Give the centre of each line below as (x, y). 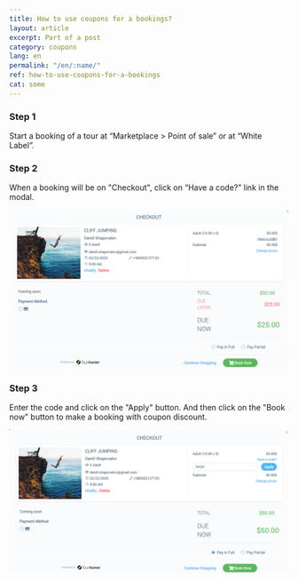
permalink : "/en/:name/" (55, 66)
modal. (22, 197)
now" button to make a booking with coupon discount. (108, 417)
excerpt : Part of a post (55, 37)
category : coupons (43, 47)
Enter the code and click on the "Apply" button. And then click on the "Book (147, 408)
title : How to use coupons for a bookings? (91, 19)
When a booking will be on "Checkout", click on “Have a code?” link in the (144, 187)
